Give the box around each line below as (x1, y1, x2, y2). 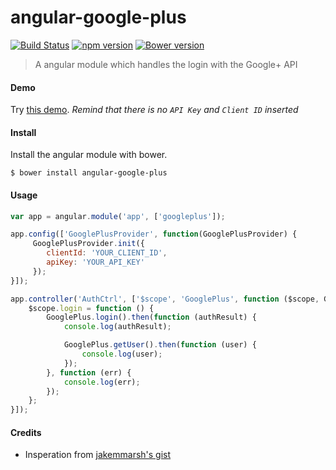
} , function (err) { (46, 367, 132, 378)
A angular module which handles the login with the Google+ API (34, 58, 298, 70)
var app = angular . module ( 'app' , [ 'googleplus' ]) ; (10, 211, 226, 221)
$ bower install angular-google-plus (10, 168, 168, 178)
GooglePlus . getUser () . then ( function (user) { (63, 340, 257, 350)
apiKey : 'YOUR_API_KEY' (46, 257, 145, 268)
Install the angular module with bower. (10, 149, 168, 161)
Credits (10, 426, 42, 438)
